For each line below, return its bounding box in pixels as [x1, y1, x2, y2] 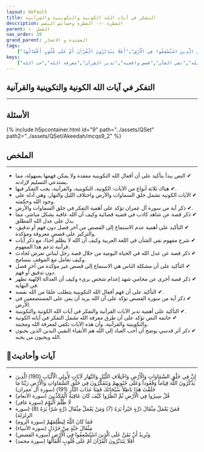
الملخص [6, 150, 33, 160]
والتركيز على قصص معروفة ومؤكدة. [15, 230, 96, 237]
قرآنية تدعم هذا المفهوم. [15, 242, 70, 250]
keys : [6, 54, 20, 60]
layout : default [6, 9, 47, 15]
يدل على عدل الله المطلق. [15, 217, 75, 224]
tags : [6, 43, 20, 49]
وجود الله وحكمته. [15, 197, 55, 205]
